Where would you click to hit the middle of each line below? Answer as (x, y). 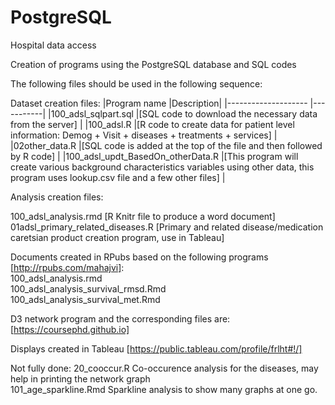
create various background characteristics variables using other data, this (162, 167)
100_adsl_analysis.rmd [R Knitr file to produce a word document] (143, 216)
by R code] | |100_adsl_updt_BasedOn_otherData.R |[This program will (154, 156)
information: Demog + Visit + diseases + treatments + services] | (144, 135)
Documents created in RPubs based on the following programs (139, 257)
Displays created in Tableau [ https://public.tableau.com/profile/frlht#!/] (156, 348)
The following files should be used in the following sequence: (136, 83)
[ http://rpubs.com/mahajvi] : (67, 267)
